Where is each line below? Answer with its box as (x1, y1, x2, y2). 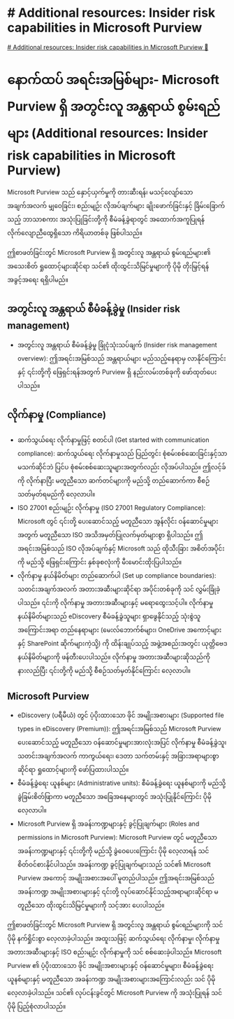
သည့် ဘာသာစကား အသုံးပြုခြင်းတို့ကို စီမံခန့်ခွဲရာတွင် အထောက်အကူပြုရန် (7, 215, 205, 223)
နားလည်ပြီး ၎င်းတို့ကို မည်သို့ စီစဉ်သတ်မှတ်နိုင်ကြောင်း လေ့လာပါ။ (17, 666, 191, 674)
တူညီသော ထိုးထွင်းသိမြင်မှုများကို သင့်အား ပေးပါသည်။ (17, 901, 165, 910)
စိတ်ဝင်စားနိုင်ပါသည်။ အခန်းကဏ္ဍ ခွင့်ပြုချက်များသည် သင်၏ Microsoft (17, 860, 211, 869)
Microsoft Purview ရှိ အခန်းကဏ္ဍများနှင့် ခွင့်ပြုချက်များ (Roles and (17, 819, 200, 828)
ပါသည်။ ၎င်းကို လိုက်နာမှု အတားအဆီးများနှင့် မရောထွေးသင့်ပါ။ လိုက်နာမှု (17, 598, 214, 606)
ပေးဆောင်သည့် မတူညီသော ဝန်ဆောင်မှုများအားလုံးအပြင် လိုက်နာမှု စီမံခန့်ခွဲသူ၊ (17, 738, 227, 747)
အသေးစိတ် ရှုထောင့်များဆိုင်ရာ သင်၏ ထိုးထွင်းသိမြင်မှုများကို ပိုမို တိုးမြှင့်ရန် (7, 261, 210, 270)
